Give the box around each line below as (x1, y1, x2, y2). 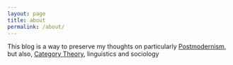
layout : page (7, 10, 46, 17)
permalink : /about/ (7, 23, 65, 30)
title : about (7, 17, 46, 24)
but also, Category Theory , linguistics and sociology (7, 50, 159, 58)
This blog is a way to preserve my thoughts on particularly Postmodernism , (7, 43, 227, 51)
